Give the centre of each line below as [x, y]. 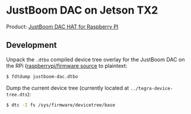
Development [32, 45]
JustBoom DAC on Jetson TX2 [82, 10]
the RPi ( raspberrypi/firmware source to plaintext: [67, 66]
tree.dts [17, 95]
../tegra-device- [152, 88]
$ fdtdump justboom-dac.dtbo [42, 76]
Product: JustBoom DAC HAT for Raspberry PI [62, 27]
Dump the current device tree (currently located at [68, 88]
